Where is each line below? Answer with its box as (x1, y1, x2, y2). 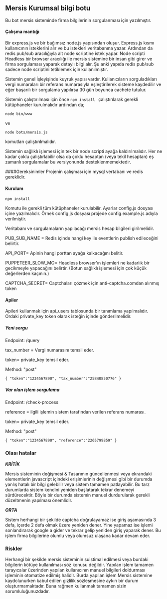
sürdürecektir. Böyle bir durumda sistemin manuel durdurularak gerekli (5, 492, 150, 498)
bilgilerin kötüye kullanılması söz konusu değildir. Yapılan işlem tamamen (5, 561, 154, 567)
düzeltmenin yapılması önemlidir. (5, 497, 73, 503)
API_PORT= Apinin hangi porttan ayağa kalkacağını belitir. (5, 250, 124, 256)
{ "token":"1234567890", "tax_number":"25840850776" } (5, 376, 122, 381)
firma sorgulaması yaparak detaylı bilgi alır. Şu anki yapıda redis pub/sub (5, 61, 154, 67)
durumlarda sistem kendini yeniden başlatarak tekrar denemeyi (5, 486, 135, 492)
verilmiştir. (5, 216, 26, 222)
